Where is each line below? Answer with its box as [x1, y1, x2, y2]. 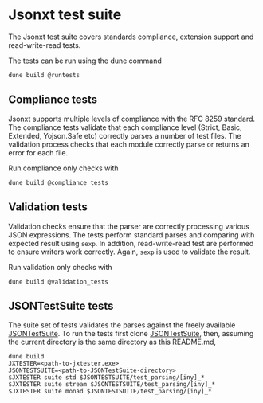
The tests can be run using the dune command [8, 56, 162, 65]
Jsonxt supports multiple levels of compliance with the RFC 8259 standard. [8, 114, 256, 123]
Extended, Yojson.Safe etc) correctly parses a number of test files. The [8, 131, 241, 140]
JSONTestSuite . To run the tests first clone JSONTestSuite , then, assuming [8, 329, 254, 338]
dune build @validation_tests [8, 277, 109, 286]
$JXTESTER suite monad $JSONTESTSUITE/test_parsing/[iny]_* [8, 388, 213, 396]
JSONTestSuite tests [8, 299, 114, 312]
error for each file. [8, 147, 69, 157]
